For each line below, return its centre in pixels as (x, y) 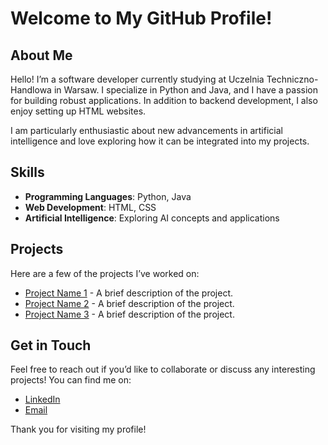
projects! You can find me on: (71, 380)
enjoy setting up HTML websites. (78, 111)
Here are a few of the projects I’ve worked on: (105, 273)
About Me (41, 55)
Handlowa (31, 90)
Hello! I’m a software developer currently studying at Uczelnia (137, 79)
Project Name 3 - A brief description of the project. (129, 314)
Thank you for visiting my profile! (78, 429)
